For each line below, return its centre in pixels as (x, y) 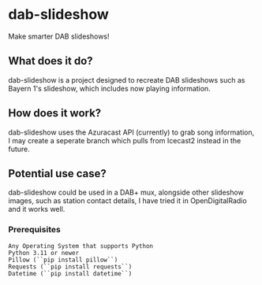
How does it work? (55, 113)
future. (19, 149)
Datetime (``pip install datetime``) (70, 273)
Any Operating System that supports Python (81, 246)
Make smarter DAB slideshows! (59, 36)
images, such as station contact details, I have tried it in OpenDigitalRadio (127, 201)
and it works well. (37, 209)
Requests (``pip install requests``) (70, 266)
